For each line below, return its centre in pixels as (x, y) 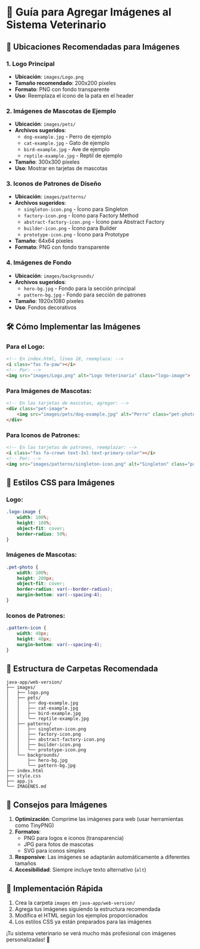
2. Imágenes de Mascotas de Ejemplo (61, 111)
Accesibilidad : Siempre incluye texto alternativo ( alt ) (81, 870)
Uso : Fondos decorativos (46, 307)
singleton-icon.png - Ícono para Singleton (76, 209)
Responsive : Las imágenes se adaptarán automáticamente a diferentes (102, 857)
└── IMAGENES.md (26, 786)
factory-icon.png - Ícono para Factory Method (81, 216)
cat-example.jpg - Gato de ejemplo (67, 143)
